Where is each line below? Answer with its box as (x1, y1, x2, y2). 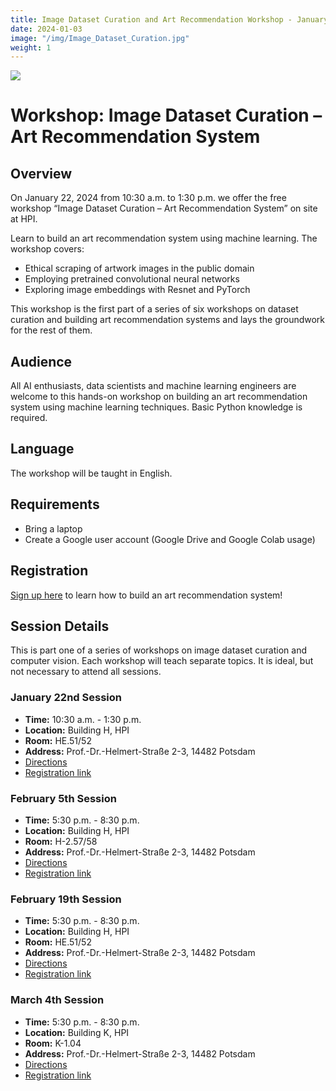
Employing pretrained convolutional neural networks (24, 273, 240, 285)
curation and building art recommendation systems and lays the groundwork (10, 314, 326, 326)
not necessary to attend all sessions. (10, 666, 162, 678)
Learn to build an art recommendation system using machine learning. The (10, 232, 318, 245)
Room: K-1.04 (24, 1037, 82, 1049)
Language (10, 441, 75, 458)
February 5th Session (10, 791, 117, 805)
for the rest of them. (10, 324, 93, 336)
